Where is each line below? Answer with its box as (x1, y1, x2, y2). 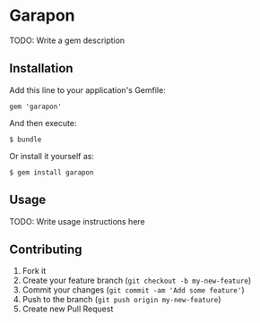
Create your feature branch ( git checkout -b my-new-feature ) (22, 275, 252, 286)
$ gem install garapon (9, 167, 94, 177)
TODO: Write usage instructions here (9, 216, 145, 226)
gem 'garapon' (9, 102, 63, 111)
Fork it (22, 266, 47, 276)
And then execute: (9, 117, 77, 128)
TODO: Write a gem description (9, 35, 126, 46)
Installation (9, 61, 74, 76)
